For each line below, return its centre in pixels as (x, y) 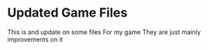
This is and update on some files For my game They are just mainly (104, 32)
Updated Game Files (67, 13)
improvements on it (35, 39)
